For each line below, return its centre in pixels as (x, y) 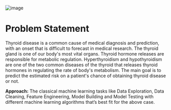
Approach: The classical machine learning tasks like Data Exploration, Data (85, 91)
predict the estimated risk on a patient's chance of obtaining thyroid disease (86, 76)
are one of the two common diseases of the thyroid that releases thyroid (81, 65)
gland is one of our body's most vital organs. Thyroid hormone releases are (85, 53)
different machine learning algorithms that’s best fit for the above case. (80, 102)
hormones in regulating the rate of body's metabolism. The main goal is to (83, 70)
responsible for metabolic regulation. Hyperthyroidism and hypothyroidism (84, 59)
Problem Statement (47, 29)
